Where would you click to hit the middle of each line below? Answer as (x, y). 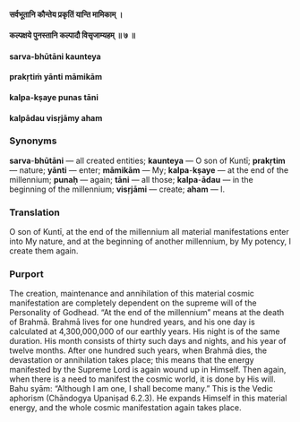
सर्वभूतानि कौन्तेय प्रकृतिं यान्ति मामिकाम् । (66, 14)
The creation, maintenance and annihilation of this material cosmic (132, 294)
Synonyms (33, 141)
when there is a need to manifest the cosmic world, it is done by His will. (142, 379)
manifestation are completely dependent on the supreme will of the (133, 303)
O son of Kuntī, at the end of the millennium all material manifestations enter (149, 232)
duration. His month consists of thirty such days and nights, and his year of (148, 341)
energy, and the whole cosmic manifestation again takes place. (125, 408)
